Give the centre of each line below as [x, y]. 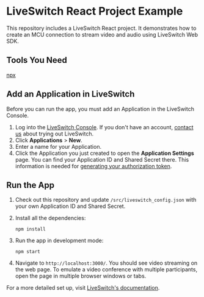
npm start [28, 252]
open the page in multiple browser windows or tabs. [81, 276]
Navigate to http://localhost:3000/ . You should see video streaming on [106, 263]
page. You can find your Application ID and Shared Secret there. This [102, 159]
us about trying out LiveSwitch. [54, 134]
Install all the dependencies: [50, 218]
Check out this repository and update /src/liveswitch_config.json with [106, 200]
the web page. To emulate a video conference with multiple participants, [106, 270]
